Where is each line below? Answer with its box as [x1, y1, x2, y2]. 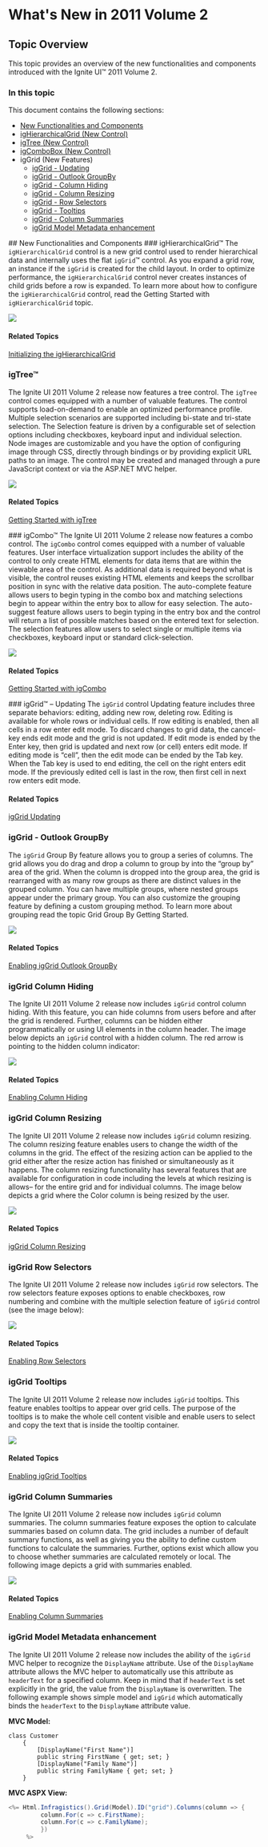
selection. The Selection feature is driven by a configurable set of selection [8, 421, 256, 431]
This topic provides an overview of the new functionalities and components [8, 58, 257, 68]
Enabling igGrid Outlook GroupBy [8, 961, 118, 970]
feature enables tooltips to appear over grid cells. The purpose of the [8, 1403, 236, 1412]
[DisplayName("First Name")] [37, 1745, 134, 1754]
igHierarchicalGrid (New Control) [19, 130, 129, 139]
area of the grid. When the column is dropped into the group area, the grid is [8, 867, 260, 877]
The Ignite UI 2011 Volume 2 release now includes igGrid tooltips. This [8, 1395, 240, 1404]
